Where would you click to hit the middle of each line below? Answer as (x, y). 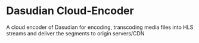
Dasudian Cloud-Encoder (70, 11)
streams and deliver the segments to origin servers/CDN (75, 33)
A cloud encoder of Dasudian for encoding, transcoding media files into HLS (100, 27)
